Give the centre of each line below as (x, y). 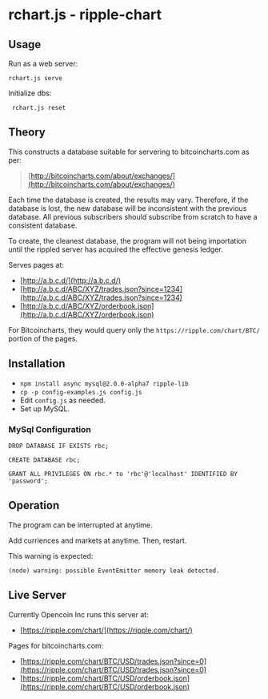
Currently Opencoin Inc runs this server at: (79, 614)
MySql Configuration (50, 429)
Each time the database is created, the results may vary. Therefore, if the (128, 200)
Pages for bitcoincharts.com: (56, 645)
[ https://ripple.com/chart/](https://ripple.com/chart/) (106, 630)
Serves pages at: (36, 265)
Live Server (37, 595)
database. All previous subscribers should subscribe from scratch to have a (133, 216)
